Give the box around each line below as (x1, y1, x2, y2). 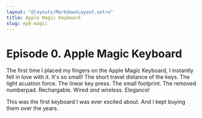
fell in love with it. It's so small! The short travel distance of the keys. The (6, 73, 190, 81)
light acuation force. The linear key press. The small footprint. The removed (6, 80, 196, 87)
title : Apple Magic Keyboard (6, 15, 81, 21)
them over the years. (6, 105, 59, 112)
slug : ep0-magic (6, 20, 48, 26)
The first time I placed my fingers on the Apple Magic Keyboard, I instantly (6, 67, 194, 74)
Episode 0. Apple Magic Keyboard (6, 46, 182, 61)
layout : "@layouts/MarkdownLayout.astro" (6, 9, 114, 15)
